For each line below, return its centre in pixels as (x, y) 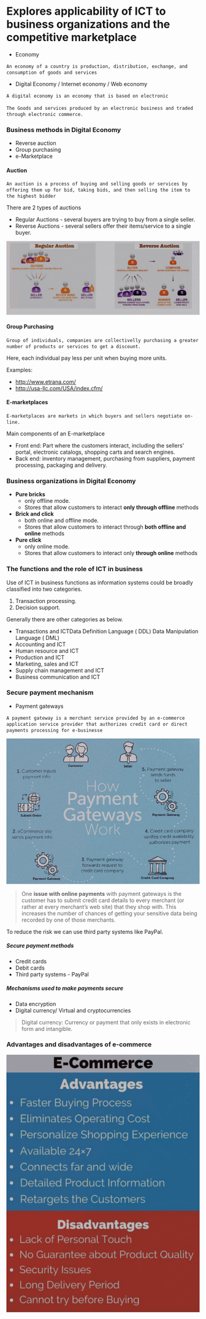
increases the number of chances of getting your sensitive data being (109, 913)
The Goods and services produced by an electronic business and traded (100, 108)
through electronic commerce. (45, 114)
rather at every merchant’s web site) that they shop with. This (99, 906)
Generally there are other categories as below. (65, 619)
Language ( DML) (37, 637)
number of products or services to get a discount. (74, 346)
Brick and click (34, 514)
